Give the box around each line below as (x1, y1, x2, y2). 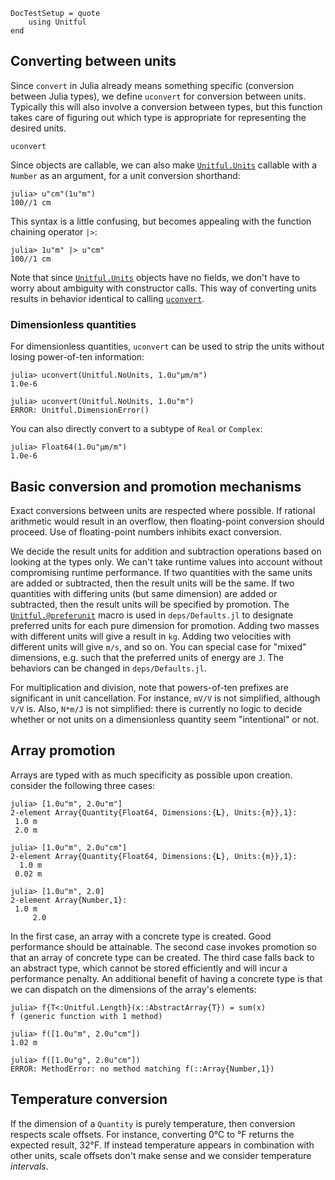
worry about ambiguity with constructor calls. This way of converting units (10, 282, 317, 294)
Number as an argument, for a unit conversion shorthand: (10, 169, 241, 181)
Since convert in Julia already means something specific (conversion (10, 79, 295, 91)
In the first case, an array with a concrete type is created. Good (10, 930, 272, 942)
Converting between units (10, 53, 177, 70)
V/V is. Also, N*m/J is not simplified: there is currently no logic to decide (10, 702, 303, 714)
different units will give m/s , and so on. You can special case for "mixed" (10, 640, 307, 653)
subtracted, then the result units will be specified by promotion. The (10, 598, 290, 610)
